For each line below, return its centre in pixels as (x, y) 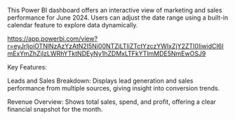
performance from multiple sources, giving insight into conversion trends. (114, 88)
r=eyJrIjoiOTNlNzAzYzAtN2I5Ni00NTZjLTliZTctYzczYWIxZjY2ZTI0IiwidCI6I (115, 46)
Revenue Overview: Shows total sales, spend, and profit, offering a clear (112, 102)
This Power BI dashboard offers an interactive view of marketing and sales (115, 10)
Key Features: (27, 67)
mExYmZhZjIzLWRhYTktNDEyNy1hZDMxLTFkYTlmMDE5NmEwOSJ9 (107, 53)
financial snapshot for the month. (55, 109)
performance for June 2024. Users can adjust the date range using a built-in (118, 18)
